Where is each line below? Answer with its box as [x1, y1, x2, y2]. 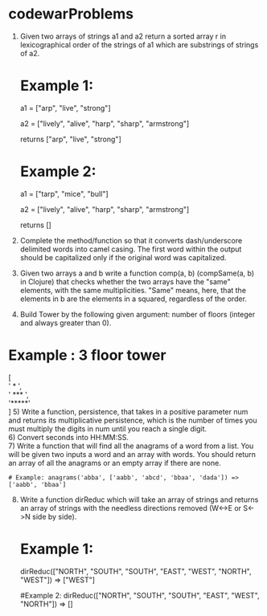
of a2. [19, 48, 40, 58]
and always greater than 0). [19, 318, 112, 328]
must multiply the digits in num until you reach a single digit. [8, 423, 207, 434]
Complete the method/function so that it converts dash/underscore [19, 235, 243, 245]
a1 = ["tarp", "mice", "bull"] [19, 189, 109, 198]
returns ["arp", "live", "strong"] [19, 134, 122, 144]
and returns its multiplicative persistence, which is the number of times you [8, 415, 257, 425]
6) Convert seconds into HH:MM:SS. [8, 432, 129, 442]
